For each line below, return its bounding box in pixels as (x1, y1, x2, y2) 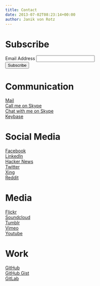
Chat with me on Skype (5, 108, 54, 114)
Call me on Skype (5, 103, 42, 109)
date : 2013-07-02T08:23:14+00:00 (5, 12, 76, 17)
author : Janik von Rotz (5, 17, 56, 22)
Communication (5, 81, 74, 92)
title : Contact (5, 7, 37, 13)
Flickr (5, 209, 17, 215)
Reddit (5, 175, 19, 181)
